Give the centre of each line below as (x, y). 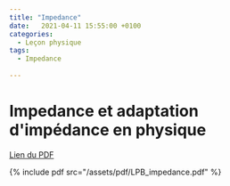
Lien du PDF (32, 154)
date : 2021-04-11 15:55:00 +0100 (75, 26)
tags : (19, 51)
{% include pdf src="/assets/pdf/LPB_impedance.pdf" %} (115, 172)
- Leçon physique (49, 42)
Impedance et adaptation (104, 111)
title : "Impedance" (45, 17)
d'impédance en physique (108, 130)
